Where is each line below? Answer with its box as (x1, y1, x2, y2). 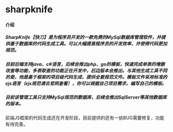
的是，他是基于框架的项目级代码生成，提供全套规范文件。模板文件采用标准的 (5, 73, 167, 80)
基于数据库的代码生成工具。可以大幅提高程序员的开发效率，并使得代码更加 (9, 41, 167, 47)
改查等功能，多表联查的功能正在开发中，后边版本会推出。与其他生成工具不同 (5, 67, 167, 73)
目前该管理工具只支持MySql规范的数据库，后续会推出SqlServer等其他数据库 (5, 94, 167, 101)
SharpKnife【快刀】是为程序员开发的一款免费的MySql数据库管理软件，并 (5, 34, 162, 41)
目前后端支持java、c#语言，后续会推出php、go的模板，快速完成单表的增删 (5, 61, 165, 67)
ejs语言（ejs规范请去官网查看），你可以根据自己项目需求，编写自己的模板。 (5, 80, 167, 86)
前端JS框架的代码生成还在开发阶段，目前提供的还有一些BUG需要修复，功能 (5, 115, 164, 121)
